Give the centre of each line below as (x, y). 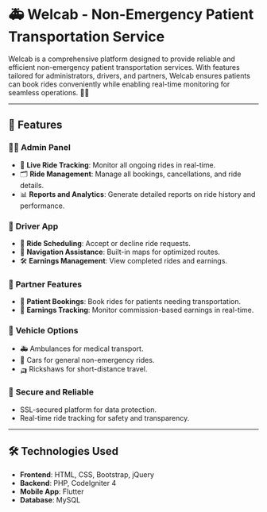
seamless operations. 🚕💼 (49, 92)
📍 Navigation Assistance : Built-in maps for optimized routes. (120, 252)
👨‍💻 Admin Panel (40, 148)
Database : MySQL (50, 499)
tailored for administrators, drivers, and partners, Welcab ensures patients (129, 75)
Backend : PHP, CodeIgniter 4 (68, 483)
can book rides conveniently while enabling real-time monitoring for (119, 84)
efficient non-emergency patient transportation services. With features (124, 67)
